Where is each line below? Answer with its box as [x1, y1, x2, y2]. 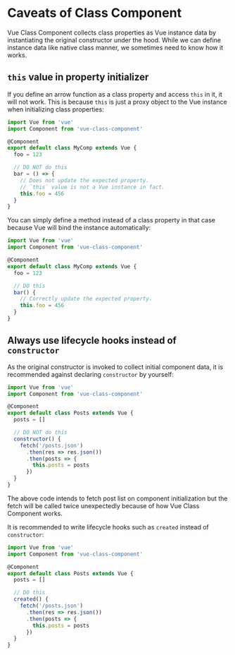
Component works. [7, 509, 63, 517]
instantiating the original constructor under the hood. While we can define [7, 35, 222, 44]
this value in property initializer [7, 71, 149, 83]
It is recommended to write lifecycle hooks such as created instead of [7, 522, 210, 531]
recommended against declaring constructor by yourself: [7, 370, 174, 378]
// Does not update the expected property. [20, 176, 150, 184]
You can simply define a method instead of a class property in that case [7, 216, 216, 224]
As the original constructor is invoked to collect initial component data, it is [7, 362, 224, 371]
